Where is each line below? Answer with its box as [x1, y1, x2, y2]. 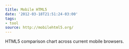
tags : [5, 16, 16, 21]
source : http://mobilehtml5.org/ [5, 25, 74, 30]
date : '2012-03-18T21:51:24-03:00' [5, 12, 78, 16]
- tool [5, 20, 19, 26]
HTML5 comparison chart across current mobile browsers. [5, 38, 124, 44]
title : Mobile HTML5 [5, 7, 48, 12]
